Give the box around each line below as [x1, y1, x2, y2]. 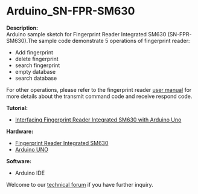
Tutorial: [6, 104, 28, 111]
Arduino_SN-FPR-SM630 [6, 4, 135, 18]
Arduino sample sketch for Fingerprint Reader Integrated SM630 [6, 30, 167, 37]
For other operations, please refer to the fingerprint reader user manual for [6, 86, 192, 93]
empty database [14, 68, 56, 75]
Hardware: [6, 128, 34, 135]
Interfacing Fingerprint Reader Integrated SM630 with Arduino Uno [14, 116, 182, 123]
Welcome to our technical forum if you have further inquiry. [6, 181, 154, 188]
